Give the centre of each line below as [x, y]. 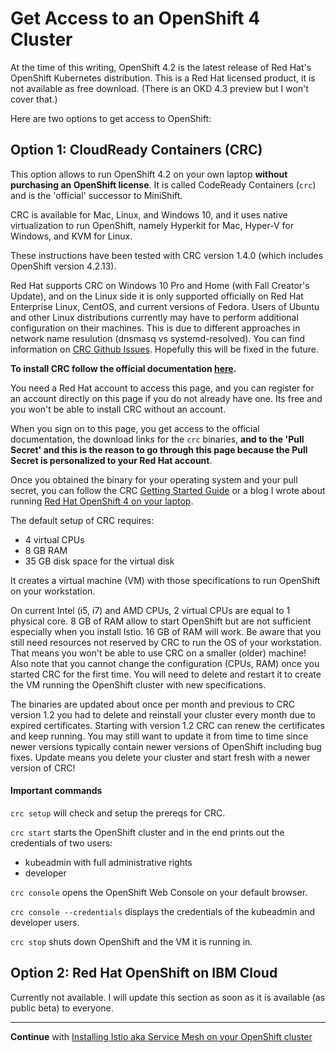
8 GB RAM [46, 550]
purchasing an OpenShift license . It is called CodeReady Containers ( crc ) [163, 184]
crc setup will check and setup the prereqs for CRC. [118, 813]
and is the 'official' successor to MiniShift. [96, 195]
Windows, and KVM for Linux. [71, 236]
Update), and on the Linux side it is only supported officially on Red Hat [157, 296]
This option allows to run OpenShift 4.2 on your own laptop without [149, 174]
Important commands [56, 791]
